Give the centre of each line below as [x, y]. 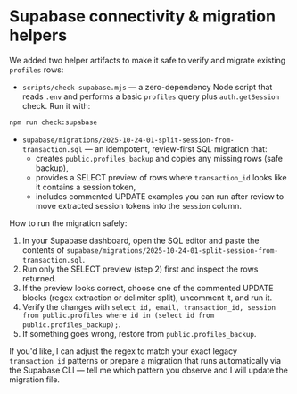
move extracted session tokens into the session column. [139, 205]
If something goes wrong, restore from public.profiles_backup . [139, 333]
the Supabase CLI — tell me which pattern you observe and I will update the [148, 370]
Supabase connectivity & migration [143, 17]
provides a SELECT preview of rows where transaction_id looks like [161, 177]
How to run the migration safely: [68, 223]
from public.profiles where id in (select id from [118, 315]
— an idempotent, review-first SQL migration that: [176, 148]
